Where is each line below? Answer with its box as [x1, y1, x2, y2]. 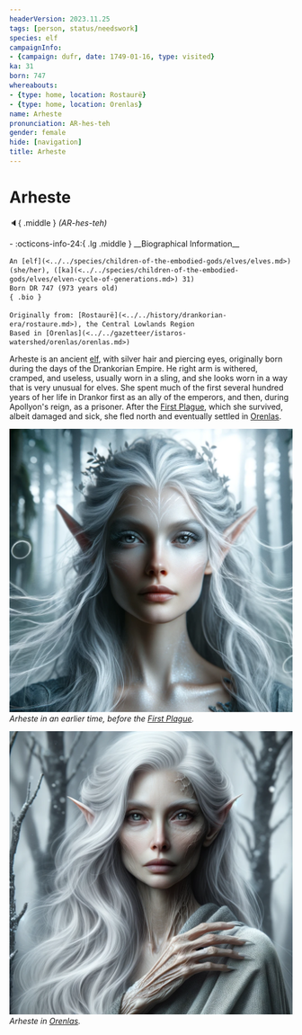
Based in [9, 328, 42, 337]
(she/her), [9, 265, 50, 274]
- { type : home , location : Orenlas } [9, 100, 143, 109]
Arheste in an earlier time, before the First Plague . [9, 713, 195, 724]
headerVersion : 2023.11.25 [9, 14, 111, 23]
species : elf [9, 33, 58, 42]
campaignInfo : [9, 43, 63, 52]
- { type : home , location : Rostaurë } [9, 90, 147, 99]
